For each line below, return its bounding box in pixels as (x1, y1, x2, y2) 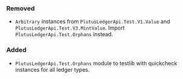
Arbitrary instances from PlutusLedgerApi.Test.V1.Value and (15, 18, 170, 25)
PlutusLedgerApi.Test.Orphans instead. (15, 31, 114, 38)
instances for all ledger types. (15, 66, 90, 73)
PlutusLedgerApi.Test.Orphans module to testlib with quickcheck (15, 59, 178, 67)
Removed (6, 4, 35, 13)
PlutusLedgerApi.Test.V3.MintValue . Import (15, 24, 125, 31)
